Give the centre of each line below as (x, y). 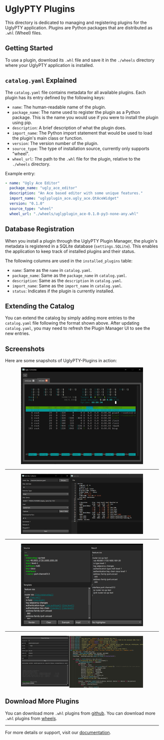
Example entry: (20, 173)
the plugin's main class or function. (47, 138)
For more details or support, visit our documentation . (58, 732)
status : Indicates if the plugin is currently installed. (63, 291)
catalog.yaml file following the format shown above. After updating (72, 323)
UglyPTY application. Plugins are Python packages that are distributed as (79, 27)
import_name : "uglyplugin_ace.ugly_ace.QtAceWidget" (64, 199)
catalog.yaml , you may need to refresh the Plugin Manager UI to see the (78, 329)
